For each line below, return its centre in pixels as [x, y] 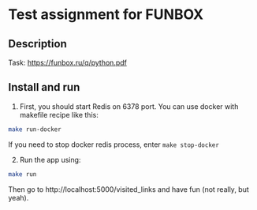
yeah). [19, 197]
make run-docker [35, 129]
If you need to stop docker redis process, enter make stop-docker [114, 144]
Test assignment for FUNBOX [106, 15]
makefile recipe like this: [59, 114]
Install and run [44, 87]
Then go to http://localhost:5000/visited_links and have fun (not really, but [129, 189]
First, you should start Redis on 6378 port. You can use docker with [129, 106]
